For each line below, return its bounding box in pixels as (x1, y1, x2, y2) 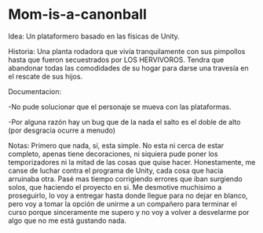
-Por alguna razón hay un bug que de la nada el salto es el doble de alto (8, 117, 241, 126)
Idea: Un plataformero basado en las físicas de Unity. (8, 31, 181, 41)
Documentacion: (8, 86, 62, 96)
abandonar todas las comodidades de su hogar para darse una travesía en (8, 63, 249, 72)
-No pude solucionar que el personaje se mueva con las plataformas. (8, 102, 232, 111)
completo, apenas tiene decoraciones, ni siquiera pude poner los (8, 149, 218, 158)
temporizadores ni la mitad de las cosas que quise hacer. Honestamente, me (8, 157, 256, 166)
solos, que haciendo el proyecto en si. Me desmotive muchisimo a (8, 182, 222, 191)
